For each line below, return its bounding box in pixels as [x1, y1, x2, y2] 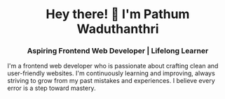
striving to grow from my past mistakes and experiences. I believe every [7, 77, 215, 85]
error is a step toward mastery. [7, 84, 96, 93]
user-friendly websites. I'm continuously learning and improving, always [7, 69, 215, 77]
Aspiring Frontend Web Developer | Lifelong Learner [27, 46, 209, 56]
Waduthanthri [76, 21, 159, 37]
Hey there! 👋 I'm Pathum [46, 6, 190, 22]
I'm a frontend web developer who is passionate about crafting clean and [7, 62, 219, 70]
